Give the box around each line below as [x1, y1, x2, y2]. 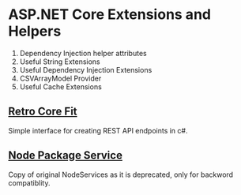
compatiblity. [8, 178, 51, 187]
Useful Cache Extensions [19, 81, 103, 92]
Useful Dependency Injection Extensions [19, 65, 153, 74]
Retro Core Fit [8, 105, 77, 118]
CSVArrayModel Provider [19, 73, 102, 83]
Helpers [8, 22, 62, 40]
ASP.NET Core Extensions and [8, 6, 212, 24]
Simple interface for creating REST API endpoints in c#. [8, 126, 188, 135]
